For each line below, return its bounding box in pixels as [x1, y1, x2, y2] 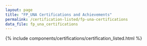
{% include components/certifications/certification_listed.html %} [5, 35, 142, 41]
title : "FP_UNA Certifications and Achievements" [5, 12, 113, 17]
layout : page [5, 7, 33, 13]
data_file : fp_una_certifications [5, 21, 79, 27]
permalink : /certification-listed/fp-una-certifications [5, 17, 128, 22]
